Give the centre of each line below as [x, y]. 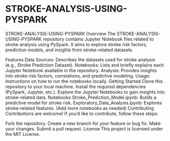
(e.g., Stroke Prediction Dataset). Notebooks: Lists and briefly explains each [85, 65]
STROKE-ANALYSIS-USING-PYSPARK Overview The [61, 33]
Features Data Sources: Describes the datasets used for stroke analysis [80, 59]
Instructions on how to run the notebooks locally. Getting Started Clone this [84, 81]
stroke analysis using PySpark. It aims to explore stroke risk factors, [76, 44]
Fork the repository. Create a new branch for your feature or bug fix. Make [83, 123]
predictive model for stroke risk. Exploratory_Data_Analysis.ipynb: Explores [84, 102]
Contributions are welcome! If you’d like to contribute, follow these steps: [82, 113]
